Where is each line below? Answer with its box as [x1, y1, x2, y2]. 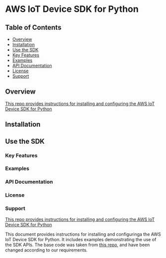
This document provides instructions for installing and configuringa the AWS [5, 231, 161, 237]
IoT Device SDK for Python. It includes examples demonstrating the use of [5, 236, 157, 242]
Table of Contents [5, 23, 62, 32]
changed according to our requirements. [5, 247, 88, 253]
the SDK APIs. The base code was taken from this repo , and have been [5, 242, 150, 248]
